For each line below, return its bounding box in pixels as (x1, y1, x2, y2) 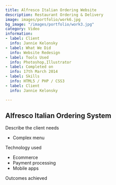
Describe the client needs (5, 125, 60, 131)
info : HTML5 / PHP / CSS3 (10, 78, 65, 84)
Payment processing (12, 160, 56, 166)
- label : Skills (5, 74, 40, 79)
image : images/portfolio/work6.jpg (5, 17, 81, 22)
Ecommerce (12, 154, 38, 161)
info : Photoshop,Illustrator (10, 60, 72, 65)
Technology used (5, 145, 42, 151)
